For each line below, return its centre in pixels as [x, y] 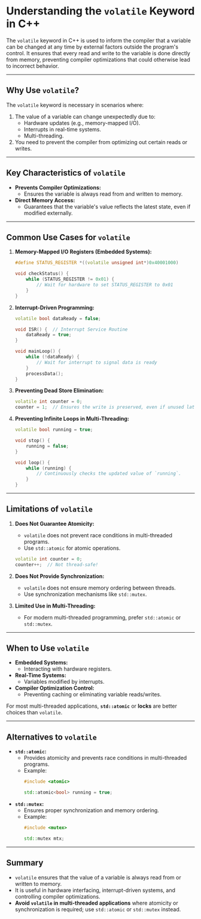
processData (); [45, 373]
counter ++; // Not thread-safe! [57, 565]
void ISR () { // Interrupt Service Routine [71, 329]
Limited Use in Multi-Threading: [55, 606]
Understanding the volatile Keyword [100, 11]
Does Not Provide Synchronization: [60, 576]
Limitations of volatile [49, 509]
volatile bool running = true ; [54, 430]
